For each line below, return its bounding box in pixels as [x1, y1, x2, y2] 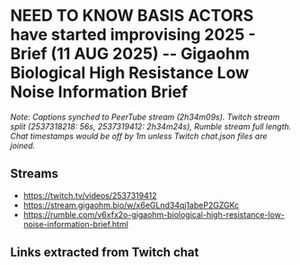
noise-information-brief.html [22, 218, 128, 229]
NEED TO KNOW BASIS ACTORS [10, 5, 254, 26]
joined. [10, 140, 36, 151]
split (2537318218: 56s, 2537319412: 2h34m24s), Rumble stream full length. [10, 120, 292, 131]
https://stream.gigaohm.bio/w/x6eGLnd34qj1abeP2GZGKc [22, 199, 240, 210]
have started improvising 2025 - [10, 24, 256, 45]
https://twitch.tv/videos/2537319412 [22, 190, 157, 200]
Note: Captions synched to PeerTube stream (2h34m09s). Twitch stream [10, 111, 280, 122]
